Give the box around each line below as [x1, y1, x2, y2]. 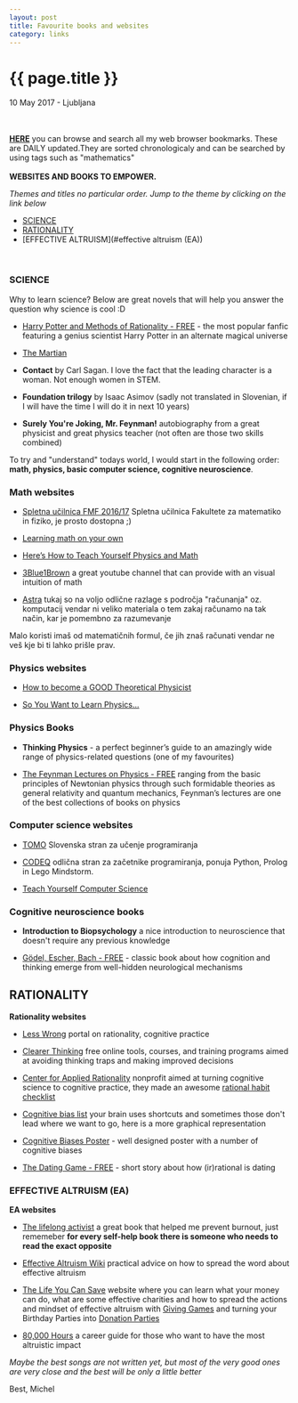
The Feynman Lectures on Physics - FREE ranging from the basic [21, 768, 262, 779]
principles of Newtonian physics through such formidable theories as [21, 778, 276, 789]
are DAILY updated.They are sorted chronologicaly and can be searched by [9, 143, 286, 154]
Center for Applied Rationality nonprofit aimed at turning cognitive [21, 1072, 264, 1083]
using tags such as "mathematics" [9, 152, 135, 163]
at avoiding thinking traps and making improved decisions [21, 1055, 234, 1066]
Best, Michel [9, 1383, 55, 1394]
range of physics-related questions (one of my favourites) [21, 751, 235, 762]
